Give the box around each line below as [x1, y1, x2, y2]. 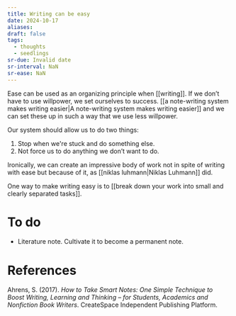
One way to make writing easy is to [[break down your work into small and [7, 181, 224, 190]
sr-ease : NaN [7, 69, 46, 77]
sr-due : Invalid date [7, 57, 72, 64]
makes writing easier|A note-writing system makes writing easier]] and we [7, 104, 225, 113]
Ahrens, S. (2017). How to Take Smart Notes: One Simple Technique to [7, 286, 213, 294]
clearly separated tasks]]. [7, 189, 82, 198]
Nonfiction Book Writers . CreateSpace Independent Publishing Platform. [7, 300, 218, 309]
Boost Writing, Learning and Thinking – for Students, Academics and [7, 293, 208, 302]
